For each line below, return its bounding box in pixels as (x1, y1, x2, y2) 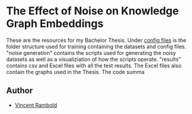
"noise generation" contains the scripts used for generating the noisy (6, 49, 176, 56)
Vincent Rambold (14, 101, 58, 109)
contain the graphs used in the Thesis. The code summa (6, 68, 145, 75)
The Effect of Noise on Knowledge (6, 4, 179, 18)
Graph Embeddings (6, 17, 104, 30)
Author (6, 85, 33, 96)
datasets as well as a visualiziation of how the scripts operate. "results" (6, 56, 181, 63)
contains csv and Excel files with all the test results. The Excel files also (6, 61, 182, 69)
